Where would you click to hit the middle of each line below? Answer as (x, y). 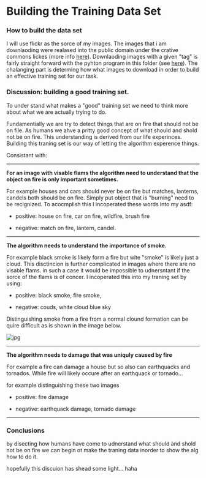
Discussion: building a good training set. (68, 92)
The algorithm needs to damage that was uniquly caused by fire (90, 355)
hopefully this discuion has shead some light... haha (72, 469)
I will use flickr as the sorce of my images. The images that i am (86, 43)
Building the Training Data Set (84, 11)
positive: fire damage (42, 397)
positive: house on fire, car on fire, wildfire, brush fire (82, 216)
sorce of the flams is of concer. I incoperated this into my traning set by (97, 277)
